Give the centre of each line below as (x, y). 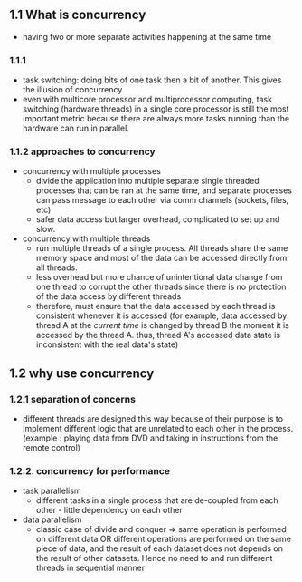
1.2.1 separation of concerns (72, 399)
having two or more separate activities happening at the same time (147, 36)
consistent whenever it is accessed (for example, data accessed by (161, 315)
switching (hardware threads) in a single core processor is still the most (156, 109)
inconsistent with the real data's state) (107, 344)
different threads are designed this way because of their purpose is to (152, 419)
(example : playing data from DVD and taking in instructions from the (150, 438)
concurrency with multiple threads (86, 238)
